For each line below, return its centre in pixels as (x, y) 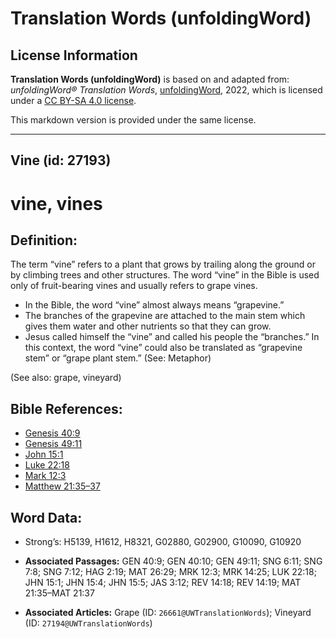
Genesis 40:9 (52, 433)
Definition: (44, 240)
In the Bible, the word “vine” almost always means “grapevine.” (154, 305)
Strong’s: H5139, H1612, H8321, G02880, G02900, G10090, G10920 (163, 542)
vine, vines (56, 203)
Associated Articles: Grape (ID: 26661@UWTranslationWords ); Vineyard (168, 613)
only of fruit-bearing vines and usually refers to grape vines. (134, 286)
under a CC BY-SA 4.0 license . (73, 100)
